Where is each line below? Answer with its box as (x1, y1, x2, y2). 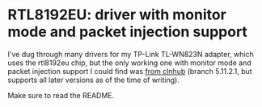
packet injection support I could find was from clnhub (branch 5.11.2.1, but (7, 66, 252, 76)
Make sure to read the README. (7, 90, 115, 100)
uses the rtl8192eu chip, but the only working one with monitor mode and (7, 58, 251, 68)
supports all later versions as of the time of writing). (7, 75, 180, 84)
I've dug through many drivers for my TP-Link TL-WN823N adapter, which (7, 49, 254, 59)
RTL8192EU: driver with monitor (7, 6, 227, 24)
